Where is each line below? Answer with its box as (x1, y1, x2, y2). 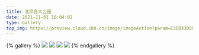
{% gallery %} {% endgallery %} (6, 42, 115, 49)
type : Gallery (6, 20, 41, 25)
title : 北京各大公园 (6, 8, 52, 15)
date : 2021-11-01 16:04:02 (6, 14, 73, 20)
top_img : (6, 25, 28, 31)
